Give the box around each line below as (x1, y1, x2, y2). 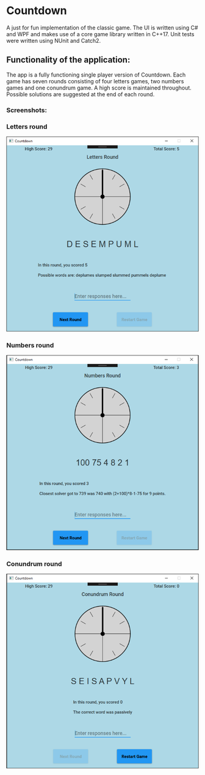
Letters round (6, 122, 48, 130)
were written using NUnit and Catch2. (6, 37, 101, 44)
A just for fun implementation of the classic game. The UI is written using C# (6, 24, 198, 31)
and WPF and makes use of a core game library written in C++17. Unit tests (6, 30, 195, 37)
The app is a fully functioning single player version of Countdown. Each (6, 71, 186, 78)
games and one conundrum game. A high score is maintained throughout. (6, 84, 192, 91)
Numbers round (6, 341, 54, 350)
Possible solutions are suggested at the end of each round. (6, 90, 155, 98)
